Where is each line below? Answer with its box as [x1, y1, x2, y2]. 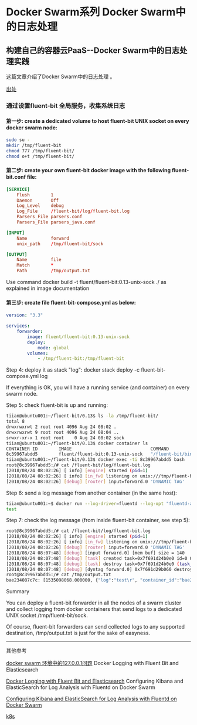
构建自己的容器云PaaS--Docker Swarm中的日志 [6, 45, 180, 55]
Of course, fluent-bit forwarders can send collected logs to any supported [6, 623, 185, 630]
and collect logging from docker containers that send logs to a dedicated [6, 606, 182, 613]
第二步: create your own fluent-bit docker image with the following [6, 167, 171, 174]
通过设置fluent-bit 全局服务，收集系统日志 [6, 101, 125, 109]
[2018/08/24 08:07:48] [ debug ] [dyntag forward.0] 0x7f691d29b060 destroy [6, 566, 193, 572]
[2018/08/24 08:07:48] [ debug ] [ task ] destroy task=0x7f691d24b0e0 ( [6, 561, 180, 567]
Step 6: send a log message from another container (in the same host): [6, 489, 177, 496]
